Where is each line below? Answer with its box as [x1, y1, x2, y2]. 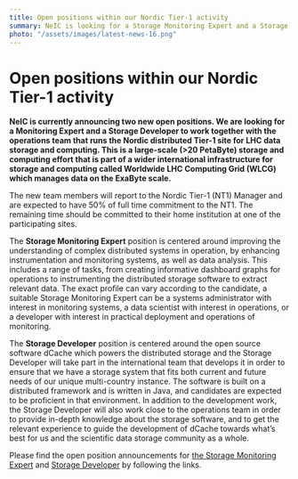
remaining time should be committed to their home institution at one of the [9, 209, 281, 220]
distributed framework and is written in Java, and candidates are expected [9, 386, 282, 396]
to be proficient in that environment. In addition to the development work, [9, 395, 278, 406]
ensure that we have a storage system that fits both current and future [9, 367, 267, 378]
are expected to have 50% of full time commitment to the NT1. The [9, 199, 254, 210]
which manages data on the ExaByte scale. [9, 173, 172, 183]
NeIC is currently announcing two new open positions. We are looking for [9, 117, 286, 127]
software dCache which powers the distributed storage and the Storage [9, 348, 272, 359]
